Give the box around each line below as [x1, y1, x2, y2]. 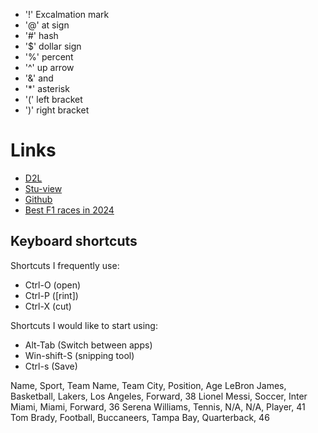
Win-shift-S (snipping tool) [24, 349, 135, 361]
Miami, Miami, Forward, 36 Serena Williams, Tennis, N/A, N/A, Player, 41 [10, 400, 306, 413]
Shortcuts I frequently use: [10, 259, 120, 271]
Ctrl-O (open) [24, 279, 82, 291]
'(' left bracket [24, 94, 83, 105]
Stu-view [24, 182, 63, 194]
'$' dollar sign [24, 40, 82, 52]
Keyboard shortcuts [10, 233, 138, 250]
